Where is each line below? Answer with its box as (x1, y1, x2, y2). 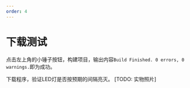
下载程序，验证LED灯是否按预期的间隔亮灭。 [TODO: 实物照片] (6, 75, 157, 82)
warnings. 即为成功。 (6, 63, 56, 70)
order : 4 (6, 8, 27, 15)
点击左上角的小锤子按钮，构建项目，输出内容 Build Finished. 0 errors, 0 (6, 56, 185, 63)
